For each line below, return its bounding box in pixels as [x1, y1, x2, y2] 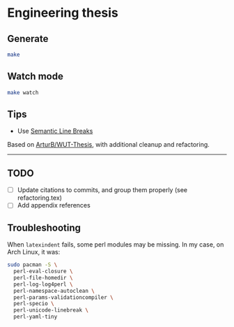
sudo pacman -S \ [7, 261, 58, 268]
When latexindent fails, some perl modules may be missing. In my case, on [7, 240, 224, 249]
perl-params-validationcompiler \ [13, 293, 114, 301]
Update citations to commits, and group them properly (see [17, 186, 188, 194]
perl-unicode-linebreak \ [13, 307, 89, 314]
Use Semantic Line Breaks [17, 127, 93, 136]
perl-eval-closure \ [13, 268, 73, 275]
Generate [7, 33, 49, 45]
